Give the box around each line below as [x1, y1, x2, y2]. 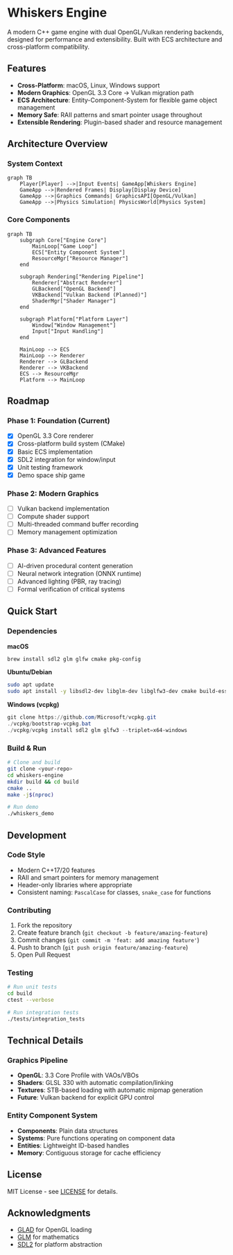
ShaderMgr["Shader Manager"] [32, 297, 116, 305]
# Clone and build [7, 759, 60, 766]
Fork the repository [17, 921, 73, 930]
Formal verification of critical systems [17, 585, 126, 593]
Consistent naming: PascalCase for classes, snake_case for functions [17, 888, 212, 896]
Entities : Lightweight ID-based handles [17, 1141, 130, 1150]
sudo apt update [7, 681, 54, 688]
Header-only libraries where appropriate [17, 880, 133, 889]
